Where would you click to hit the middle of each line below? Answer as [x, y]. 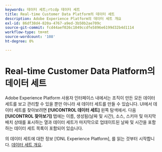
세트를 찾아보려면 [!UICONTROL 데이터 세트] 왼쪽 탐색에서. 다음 [75, 110]
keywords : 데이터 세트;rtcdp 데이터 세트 [43, 9]
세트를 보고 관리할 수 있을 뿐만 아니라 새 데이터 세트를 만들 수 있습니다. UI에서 [79, 104]
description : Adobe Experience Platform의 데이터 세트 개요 [63, 19]
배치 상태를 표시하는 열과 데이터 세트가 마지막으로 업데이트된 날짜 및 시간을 [76, 122]
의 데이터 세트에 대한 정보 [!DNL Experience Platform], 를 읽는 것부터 [71, 138]
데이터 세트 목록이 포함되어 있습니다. [49, 128]
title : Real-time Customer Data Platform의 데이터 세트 [60, 14]
